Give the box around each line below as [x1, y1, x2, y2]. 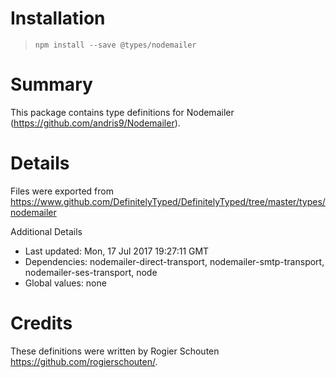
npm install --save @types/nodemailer [34, 40, 197, 50]
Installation [10, 7, 106, 30]
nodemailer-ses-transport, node [24, 266, 158, 278]
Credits [10, 312, 73, 334]
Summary [10, 73, 93, 96]
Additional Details [10, 225, 83, 237]
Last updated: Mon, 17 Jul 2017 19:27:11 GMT [24, 245, 210, 257]
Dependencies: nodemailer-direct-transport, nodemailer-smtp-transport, [24, 255, 325, 267]
